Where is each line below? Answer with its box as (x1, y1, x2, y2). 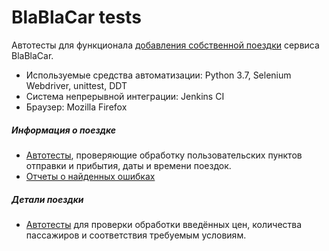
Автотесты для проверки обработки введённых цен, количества (25, 218, 303, 230)
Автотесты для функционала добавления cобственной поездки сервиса (11, 39, 320, 51)
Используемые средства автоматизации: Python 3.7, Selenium (25, 69, 292, 81)
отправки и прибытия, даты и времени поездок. (25, 159, 232, 171)
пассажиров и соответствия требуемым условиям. (25, 229, 247, 241)
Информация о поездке (11, 124, 117, 136)
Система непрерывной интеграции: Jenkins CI (25, 90, 225, 102)
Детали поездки (11, 193, 84, 205)
